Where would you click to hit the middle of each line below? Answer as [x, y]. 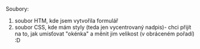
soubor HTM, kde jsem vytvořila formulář [66, 21]
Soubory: [17, 9]
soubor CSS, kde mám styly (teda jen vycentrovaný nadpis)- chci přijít [103, 27]
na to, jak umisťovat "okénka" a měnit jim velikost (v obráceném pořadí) [105, 34]
